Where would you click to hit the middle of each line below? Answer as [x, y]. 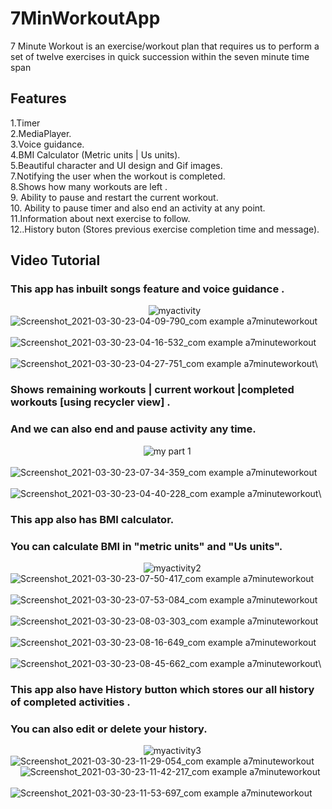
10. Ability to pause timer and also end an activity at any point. [138, 208]
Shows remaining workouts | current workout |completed [152, 390]
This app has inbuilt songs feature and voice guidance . [147, 289]
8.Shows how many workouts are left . [89, 186]
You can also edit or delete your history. [109, 729]
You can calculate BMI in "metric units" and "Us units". [146, 546]
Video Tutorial [55, 260]
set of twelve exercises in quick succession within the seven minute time [160, 56]
